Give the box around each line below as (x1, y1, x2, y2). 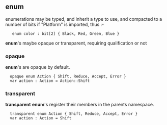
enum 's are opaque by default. (5, 64, 70, 70)
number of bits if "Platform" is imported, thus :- (5, 21, 104, 27)
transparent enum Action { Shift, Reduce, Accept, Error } (10, 111, 138, 116)
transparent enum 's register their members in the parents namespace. (5, 102, 154, 108)
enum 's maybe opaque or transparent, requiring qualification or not (5, 40, 147, 46)
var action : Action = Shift (10, 116, 72, 121)
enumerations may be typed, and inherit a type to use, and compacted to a (5, 16, 162, 22)
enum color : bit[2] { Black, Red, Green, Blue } (12, 31, 120, 36)
